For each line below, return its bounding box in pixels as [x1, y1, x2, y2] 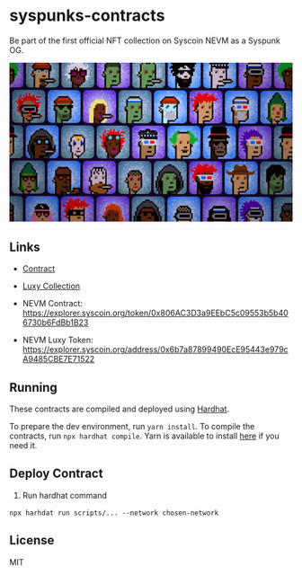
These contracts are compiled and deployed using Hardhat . [9, 403, 230, 414]
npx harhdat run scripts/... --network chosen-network [9, 509, 219, 517]
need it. [9, 440, 38, 451]
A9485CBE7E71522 [22, 354, 95, 365]
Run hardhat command [22, 490, 108, 500]
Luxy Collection [22, 280, 81, 292]
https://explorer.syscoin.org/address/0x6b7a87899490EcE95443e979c [22, 344, 289, 355]
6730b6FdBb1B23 [22, 317, 89, 328]
